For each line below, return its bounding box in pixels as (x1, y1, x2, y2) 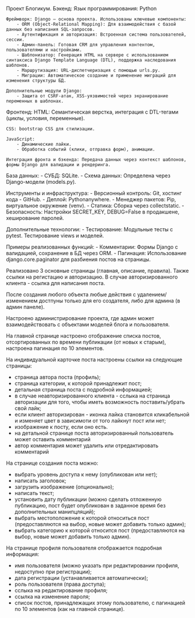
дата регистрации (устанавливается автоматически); (14, 575, 148, 581)
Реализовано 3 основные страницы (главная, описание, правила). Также (6, 267, 189, 274)
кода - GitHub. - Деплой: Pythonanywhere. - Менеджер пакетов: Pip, (6, 196, 176, 202)
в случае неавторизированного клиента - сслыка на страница (14, 392, 170, 399)
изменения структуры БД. (6, 78, 67, 84)
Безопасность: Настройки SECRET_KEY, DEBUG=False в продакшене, (6, 208, 180, 215)
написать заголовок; (14, 477, 67, 484)
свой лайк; (14, 405, 42, 411)
